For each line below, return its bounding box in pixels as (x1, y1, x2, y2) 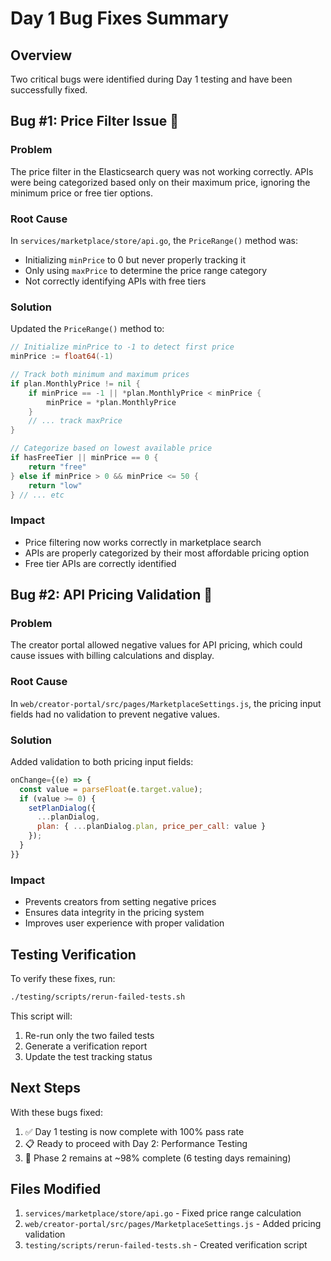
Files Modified (10, 1181, 102, 1198)
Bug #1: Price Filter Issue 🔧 (10, 113, 179, 130)
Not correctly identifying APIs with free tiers (24, 275, 207, 287)
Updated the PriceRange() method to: (10, 323, 165, 335)
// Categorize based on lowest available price (10, 443, 213, 454)
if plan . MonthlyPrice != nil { (10, 378, 141, 389)
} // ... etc (10, 490, 65, 500)
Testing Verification (10, 946, 137, 963)
